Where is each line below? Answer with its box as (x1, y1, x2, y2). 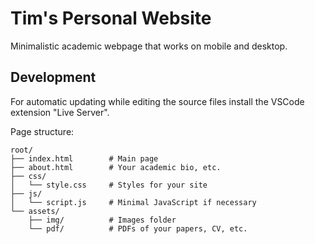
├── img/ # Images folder (28, 215, 177, 225)
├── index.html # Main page (10, 153, 159, 164)
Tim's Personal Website (10, 7, 212, 30)
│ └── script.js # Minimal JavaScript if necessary (10, 197, 257, 207)
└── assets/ (10, 206, 60, 216)
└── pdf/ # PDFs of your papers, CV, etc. (28, 223, 248, 234)
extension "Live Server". (10, 106, 110, 118)
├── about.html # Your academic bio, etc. (10, 162, 222, 172)
